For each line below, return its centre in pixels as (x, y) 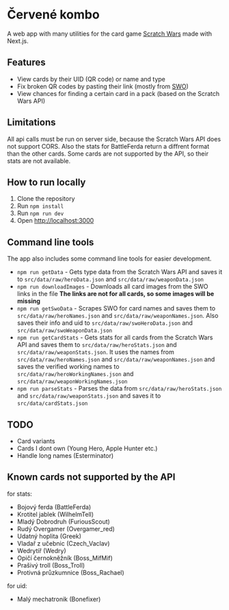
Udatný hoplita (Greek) (49, 536)
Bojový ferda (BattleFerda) (54, 507)
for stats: (20, 493)
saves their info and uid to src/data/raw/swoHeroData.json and (105, 323)
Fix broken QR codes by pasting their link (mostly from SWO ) (103, 86)
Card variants (36, 441)
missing (29, 301)
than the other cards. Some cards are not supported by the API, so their (108, 154)
